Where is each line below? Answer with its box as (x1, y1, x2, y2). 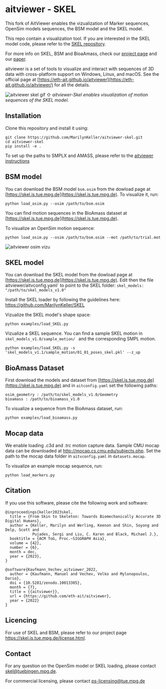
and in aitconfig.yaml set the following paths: (62, 382, 157, 388)
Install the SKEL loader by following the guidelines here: (5, 297, 121, 303)
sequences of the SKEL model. (5, 97, 69, 103)
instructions (5, 158, 30, 164)
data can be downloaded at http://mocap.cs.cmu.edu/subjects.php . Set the (5, 448, 161, 454)
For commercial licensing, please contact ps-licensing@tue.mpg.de (5, 678, 145, 684)
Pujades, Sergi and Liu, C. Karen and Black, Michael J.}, (32, 531, 158, 536)
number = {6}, (10, 545, 39, 550)
